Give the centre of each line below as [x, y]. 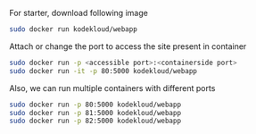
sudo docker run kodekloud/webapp [74, 29]
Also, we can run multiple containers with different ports [112, 88]
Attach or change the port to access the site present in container [128, 46]
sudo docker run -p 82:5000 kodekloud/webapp [95, 121]
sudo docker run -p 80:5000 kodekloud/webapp [95, 105]
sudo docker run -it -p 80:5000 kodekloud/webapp [103, 71]
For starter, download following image [79, 13]
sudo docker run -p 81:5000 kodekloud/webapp [95, 113]
